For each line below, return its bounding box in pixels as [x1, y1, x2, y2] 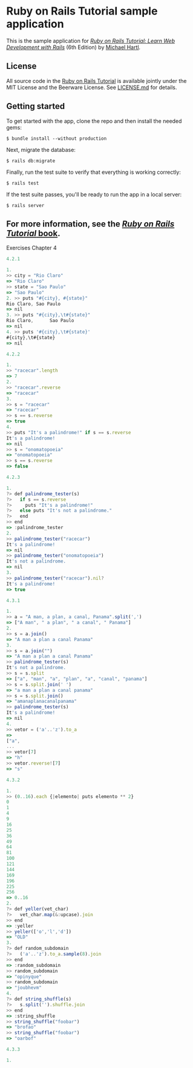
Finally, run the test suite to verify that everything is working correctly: [6, 168, 182, 176]
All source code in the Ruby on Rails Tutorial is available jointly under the [6, 77, 187, 84]
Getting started [6, 101, 65, 111]
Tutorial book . [6, 228, 61, 239]
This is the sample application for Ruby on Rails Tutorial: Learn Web [6, 37, 175, 44]
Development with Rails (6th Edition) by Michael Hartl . [6, 44, 141, 51]
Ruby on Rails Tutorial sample [6, 4, 158, 18]
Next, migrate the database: [6, 146, 76, 153]
